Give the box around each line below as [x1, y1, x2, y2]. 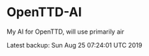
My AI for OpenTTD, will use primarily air [6, 27, 124, 36]
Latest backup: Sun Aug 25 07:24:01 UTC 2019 [6, 41, 143, 49]
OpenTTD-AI [6, 4, 82, 20]
